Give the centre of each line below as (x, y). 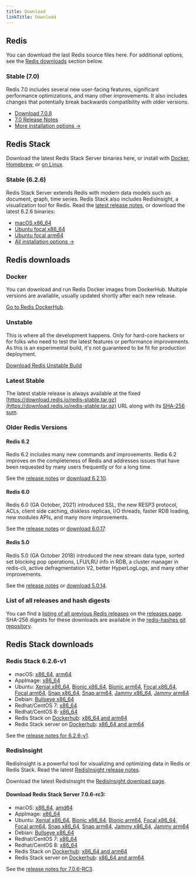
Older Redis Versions (37, 427)
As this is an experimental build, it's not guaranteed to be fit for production (96, 348)
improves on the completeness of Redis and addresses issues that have (93, 461)
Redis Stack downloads (50, 645)
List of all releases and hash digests (58, 600)
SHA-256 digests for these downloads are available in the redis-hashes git (96, 620)
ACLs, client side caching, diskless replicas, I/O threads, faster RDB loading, (98, 511)
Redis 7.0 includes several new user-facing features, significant (83, 89)
